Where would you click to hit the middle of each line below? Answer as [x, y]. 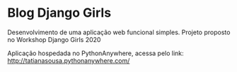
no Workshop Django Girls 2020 [54, 39]
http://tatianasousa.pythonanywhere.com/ [69, 60]
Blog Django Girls [59, 13]
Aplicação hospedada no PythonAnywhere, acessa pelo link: [96, 53]
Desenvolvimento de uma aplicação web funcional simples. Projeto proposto [119, 32]
